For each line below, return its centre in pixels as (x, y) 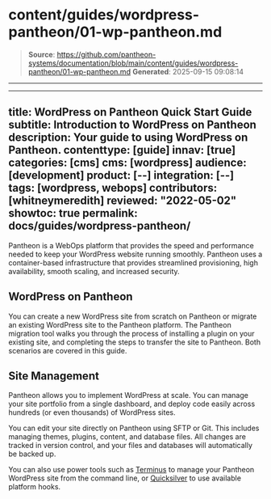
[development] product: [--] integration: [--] (121, 175)
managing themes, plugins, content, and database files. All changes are (127, 437)
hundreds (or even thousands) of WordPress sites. (92, 412)
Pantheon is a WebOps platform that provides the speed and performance (131, 245)
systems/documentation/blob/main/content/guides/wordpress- (133, 63)
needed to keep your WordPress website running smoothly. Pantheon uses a (135, 254)
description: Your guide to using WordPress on (128, 138)
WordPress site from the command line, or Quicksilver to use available (125, 478)
